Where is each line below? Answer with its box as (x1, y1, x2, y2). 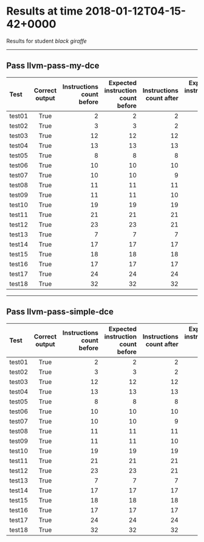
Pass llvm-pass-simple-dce (6, 307, 114, 317)
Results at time (6, 4, 83, 18)
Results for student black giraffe (6, 37, 87, 44)
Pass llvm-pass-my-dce (6, 61, 100, 71)
